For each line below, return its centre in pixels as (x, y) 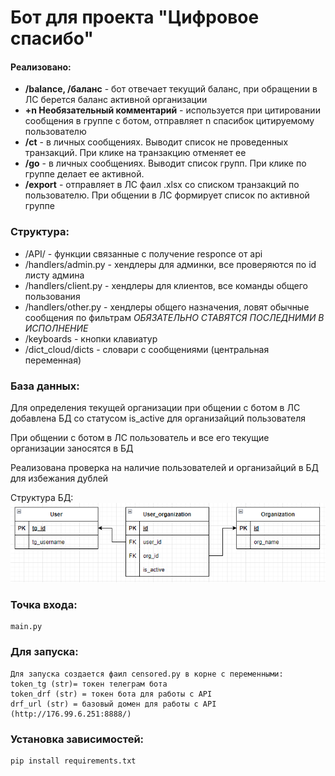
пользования (52, 296)
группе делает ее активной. (84, 174)
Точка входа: (44, 604)
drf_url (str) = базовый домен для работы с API (113, 704)
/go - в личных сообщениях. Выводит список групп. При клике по (165, 163)
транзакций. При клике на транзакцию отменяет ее (135, 153)
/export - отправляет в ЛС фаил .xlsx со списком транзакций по (162, 185)
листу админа (54, 275)
